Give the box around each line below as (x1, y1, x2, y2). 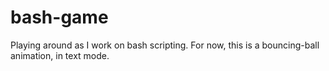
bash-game (10, 6, 109, 29)
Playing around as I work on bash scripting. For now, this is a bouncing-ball (10, 39, 320, 51)
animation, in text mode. (10, 49, 110, 61)
